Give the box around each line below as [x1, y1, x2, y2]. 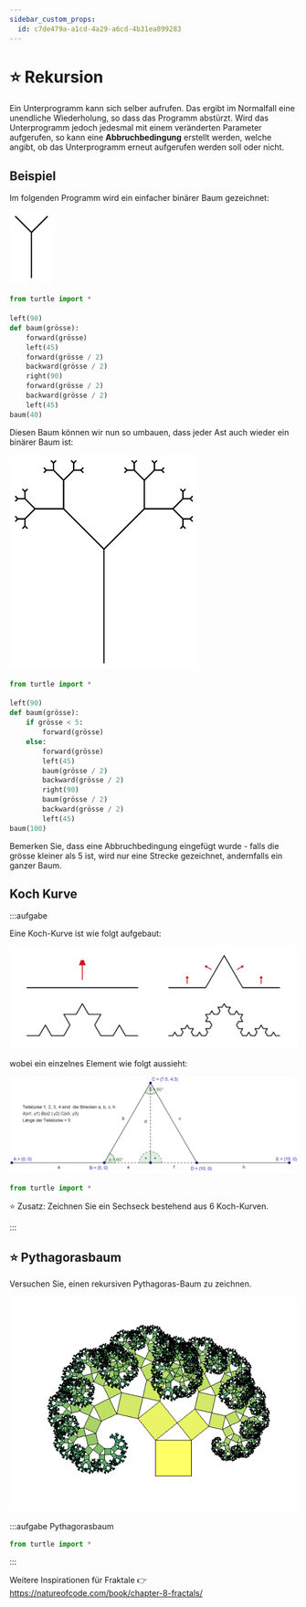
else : [26, 737, 47, 746]
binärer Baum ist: [9, 436, 74, 447]
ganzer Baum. [9, 859, 62, 871]
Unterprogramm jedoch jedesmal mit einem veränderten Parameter [9, 122, 262, 133]
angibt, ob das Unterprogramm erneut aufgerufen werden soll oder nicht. [9, 142, 285, 152]
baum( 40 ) [9, 410, 43, 419]
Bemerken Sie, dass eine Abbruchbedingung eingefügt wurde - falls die [9, 840, 280, 851]
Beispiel [9, 168, 57, 184]
